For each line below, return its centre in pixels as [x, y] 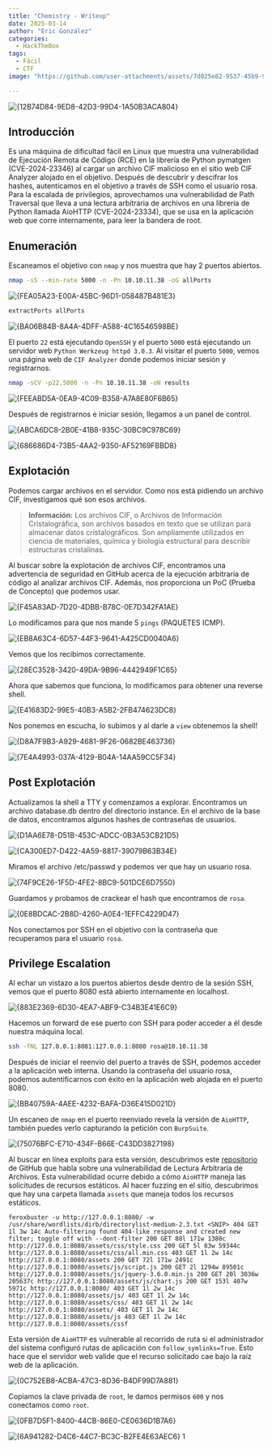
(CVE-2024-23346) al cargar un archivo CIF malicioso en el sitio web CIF [130, 169]
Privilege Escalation [59, 963]
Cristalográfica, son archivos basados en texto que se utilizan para [140, 524]
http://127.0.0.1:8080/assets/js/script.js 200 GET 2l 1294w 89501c [126, 1267]
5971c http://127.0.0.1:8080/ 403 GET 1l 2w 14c [92, 1289]
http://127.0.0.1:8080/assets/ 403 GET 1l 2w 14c [94, 1310]
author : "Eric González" [50, 31]
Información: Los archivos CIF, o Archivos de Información [125, 515]
